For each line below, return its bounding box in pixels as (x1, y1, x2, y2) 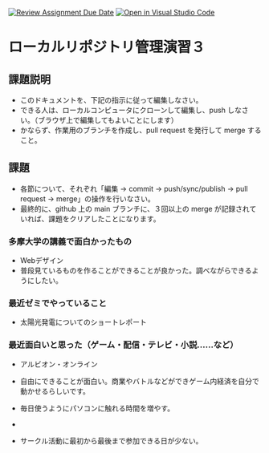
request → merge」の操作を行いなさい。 (19, 193, 155, 204)
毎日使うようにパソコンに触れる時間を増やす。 (19, 403, 175, 413)
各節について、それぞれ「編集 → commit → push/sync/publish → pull (19, 184, 248, 193)
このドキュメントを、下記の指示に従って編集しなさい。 (19, 95, 203, 104)
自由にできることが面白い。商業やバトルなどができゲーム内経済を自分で (19, 376, 259, 386)
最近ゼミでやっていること (8, 297, 107, 309)
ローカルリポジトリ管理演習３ (8, 38, 206, 56)
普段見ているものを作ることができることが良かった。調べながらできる (19, 265, 252, 276)
